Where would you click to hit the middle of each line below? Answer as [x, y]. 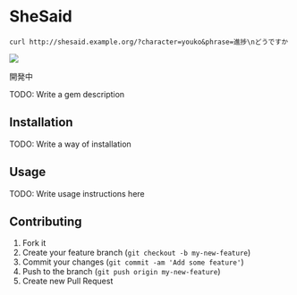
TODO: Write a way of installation [70, 144]
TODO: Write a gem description [67, 94]
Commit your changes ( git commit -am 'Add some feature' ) [133, 262]
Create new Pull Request [68, 281]
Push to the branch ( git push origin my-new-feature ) [121, 272]
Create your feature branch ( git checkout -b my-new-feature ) [136, 253]
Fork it [34, 243]
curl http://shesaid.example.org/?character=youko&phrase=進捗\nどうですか [149, 42]
